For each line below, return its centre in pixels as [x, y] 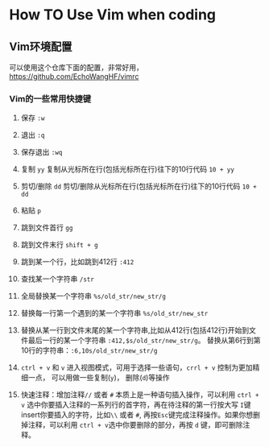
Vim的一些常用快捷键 [50, 98]
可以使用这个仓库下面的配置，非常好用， [76, 67]
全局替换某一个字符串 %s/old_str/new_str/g [93, 296]
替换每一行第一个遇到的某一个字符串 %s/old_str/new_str [114, 313]
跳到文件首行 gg [47, 228]
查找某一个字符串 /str [58, 279]
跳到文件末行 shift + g [60, 245]
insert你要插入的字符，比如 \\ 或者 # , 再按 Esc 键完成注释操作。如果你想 [137, 415]
